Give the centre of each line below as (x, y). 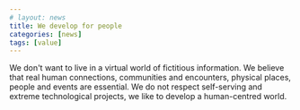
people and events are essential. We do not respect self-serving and (136, 87)
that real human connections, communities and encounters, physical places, (150, 78)
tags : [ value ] (36, 42)
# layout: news (38, 17)
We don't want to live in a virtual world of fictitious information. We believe (147, 68)
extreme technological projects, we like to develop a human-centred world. (148, 97)
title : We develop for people (66, 26)
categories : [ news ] (46, 34)
